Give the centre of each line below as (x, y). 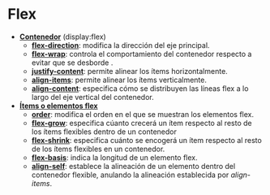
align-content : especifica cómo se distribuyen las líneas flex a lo (140, 88)
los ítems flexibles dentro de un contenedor (104, 132)
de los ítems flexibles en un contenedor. (98, 149)
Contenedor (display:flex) (62, 37)
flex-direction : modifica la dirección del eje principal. (120, 45)
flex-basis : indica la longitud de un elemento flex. (114, 157)
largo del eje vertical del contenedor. (93, 97)
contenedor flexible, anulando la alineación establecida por (130, 175)
